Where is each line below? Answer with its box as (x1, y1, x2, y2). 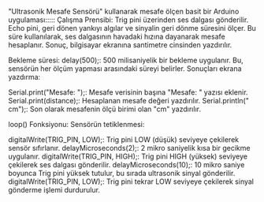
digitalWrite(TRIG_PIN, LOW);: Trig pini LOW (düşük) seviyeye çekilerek (8, 135, 239, 144)
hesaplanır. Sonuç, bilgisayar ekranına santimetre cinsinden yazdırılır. (8, 40, 232, 50)
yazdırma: (8, 73, 41, 81)
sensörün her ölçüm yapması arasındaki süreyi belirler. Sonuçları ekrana (8, 64, 242, 73)
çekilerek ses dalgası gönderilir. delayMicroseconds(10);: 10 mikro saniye (8, 160, 245, 169)
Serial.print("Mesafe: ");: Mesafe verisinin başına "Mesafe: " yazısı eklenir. (8, 88, 248, 97)
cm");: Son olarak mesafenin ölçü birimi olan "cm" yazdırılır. (8, 104, 201, 114)
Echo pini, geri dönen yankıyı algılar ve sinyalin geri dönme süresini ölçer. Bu (8, 24, 256, 32)
